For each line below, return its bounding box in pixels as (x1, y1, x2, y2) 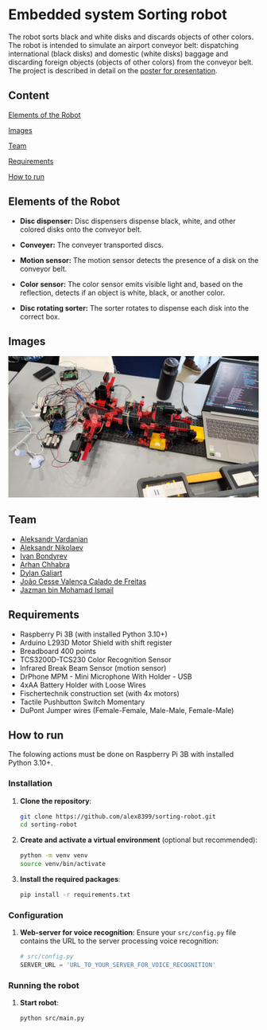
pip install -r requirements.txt (19, 891, 131, 899)
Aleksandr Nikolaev (19, 542, 83, 552)
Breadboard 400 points (19, 646, 97, 656)
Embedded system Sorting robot (8, 6, 228, 24)
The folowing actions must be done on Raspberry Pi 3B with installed (8, 750, 234, 759)
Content (8, 89, 50, 103)
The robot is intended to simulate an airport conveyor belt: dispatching (8, 40, 239, 49)
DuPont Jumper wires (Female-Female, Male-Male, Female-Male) (19, 705, 234, 715)
